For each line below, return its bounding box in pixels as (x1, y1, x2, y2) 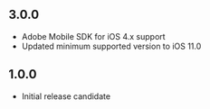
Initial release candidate (21, 90, 110, 102)
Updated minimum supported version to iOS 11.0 (21, 41, 202, 51)
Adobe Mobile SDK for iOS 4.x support (21, 31, 166, 41)
